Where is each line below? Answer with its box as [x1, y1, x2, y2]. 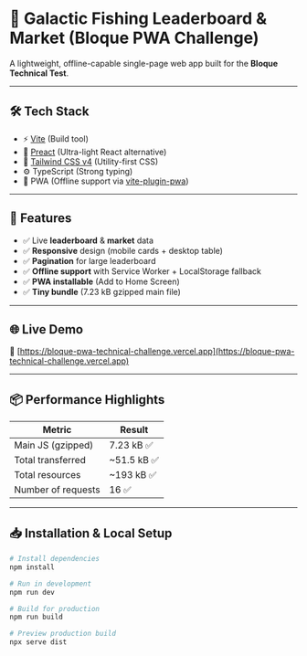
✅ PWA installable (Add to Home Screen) [22, 276, 180, 287]
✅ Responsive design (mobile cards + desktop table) [22, 245, 224, 256]
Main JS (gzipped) [14, 439, 94, 451]
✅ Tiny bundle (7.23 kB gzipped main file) [22, 286, 181, 297]
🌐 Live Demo [9, 322, 84, 337]
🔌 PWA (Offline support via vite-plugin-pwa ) [22, 175, 189, 186]
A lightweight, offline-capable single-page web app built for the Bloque [9, 58, 279, 69]
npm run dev [9, 587, 55, 597]
